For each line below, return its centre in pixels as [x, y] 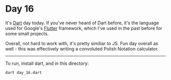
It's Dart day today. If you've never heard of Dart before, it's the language [82, 23]
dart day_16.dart [24, 72]
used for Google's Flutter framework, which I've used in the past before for [84, 28]
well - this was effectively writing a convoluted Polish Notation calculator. [82, 49]
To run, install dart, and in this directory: [47, 63]
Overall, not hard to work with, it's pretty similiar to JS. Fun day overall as [82, 43]
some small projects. [27, 33]
